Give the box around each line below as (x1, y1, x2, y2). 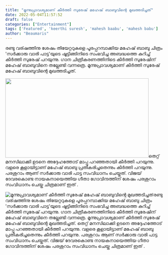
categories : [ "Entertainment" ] (5, 21, 72, 27)
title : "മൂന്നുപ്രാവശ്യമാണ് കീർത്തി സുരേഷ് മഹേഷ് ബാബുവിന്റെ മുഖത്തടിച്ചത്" (5, 7, 154, 13)
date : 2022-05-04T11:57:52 (5, 12, 63, 17)
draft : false (5, 17, 33, 22)
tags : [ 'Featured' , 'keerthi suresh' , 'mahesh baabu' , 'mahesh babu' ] (5, 26, 158, 31)
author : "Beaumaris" (5, 31, 49, 36)
